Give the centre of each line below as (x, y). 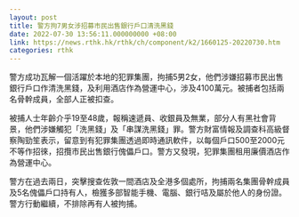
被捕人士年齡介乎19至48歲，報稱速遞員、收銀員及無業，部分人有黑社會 (139, 118)
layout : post (33, 17)
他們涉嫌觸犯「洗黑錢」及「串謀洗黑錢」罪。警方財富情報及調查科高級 (153, 129)
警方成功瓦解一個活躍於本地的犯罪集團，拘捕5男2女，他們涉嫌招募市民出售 (146, 77)
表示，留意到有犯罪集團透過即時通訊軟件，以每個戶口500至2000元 (162, 141)
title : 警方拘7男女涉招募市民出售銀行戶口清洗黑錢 (92, 26)
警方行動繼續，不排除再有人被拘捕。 (76, 204)
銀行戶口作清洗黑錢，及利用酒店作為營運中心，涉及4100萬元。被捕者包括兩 (147, 88)
